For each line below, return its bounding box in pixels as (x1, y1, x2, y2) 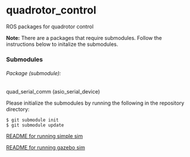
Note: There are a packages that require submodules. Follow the (6, 34, 162, 41)
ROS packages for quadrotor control (6, 23, 94, 30)
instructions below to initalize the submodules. (6, 41, 118, 48)
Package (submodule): (6, 70, 62, 77)
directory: (6, 106, 30, 113)
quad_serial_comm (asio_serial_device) (6, 88, 100, 95)
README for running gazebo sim (6, 144, 85, 151)
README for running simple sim (6, 133, 83, 140)
